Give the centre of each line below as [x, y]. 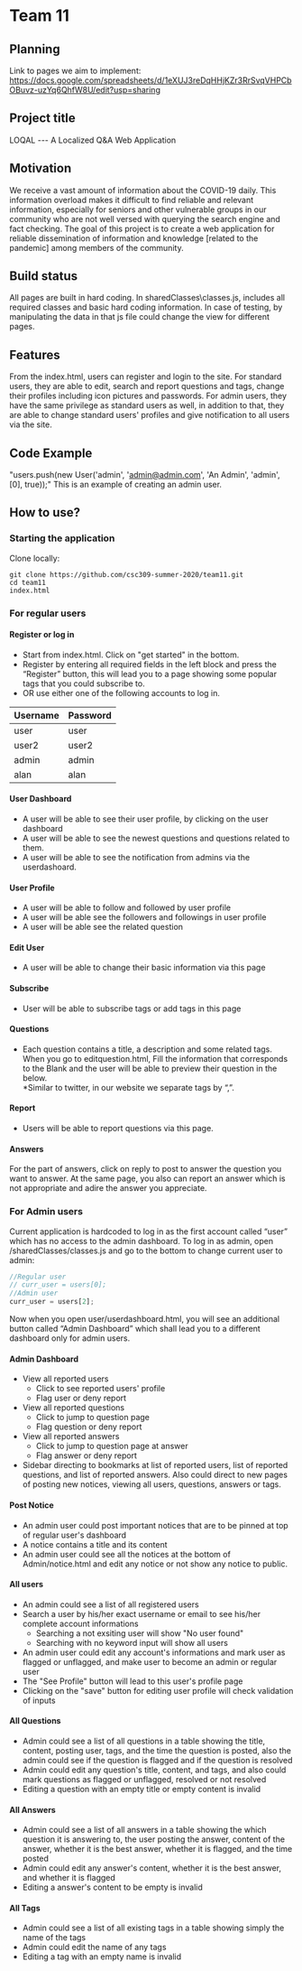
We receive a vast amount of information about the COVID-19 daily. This [143, 190]
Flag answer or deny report [87, 1455]
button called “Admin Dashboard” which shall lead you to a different [135, 1329]
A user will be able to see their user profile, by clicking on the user [145, 819]
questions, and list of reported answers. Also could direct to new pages [155, 1475]
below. [35, 1078]
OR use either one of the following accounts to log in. [121, 693]
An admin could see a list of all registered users [111, 1604]
